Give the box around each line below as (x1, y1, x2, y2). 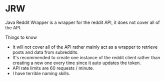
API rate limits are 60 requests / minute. (12, 65, 94, 71)
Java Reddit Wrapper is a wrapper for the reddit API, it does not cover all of (5, 19, 160, 25)
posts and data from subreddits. (12, 49, 79, 55)
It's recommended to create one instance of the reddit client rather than (12, 54, 160, 60)
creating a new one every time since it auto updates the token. (12, 60, 141, 66)
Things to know (5, 34, 37, 40)
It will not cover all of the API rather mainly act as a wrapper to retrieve (12, 44, 158, 50)
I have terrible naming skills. (12, 70, 70, 76)
